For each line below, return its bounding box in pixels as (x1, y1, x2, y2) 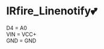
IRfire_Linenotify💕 (6, 4, 97, 18)
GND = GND (6, 37, 37, 44)
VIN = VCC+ (6, 30, 37, 38)
